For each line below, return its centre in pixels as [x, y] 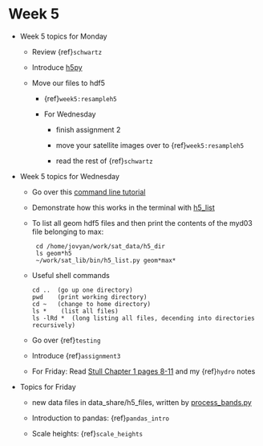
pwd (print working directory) [89, 297]
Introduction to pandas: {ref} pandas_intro [101, 418]
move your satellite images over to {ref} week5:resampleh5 [150, 145]
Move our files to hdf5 [69, 83]
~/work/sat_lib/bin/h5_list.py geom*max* [106, 260]
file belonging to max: [68, 231]
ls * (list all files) [75, 311]
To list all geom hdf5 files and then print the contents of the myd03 [142, 223]
